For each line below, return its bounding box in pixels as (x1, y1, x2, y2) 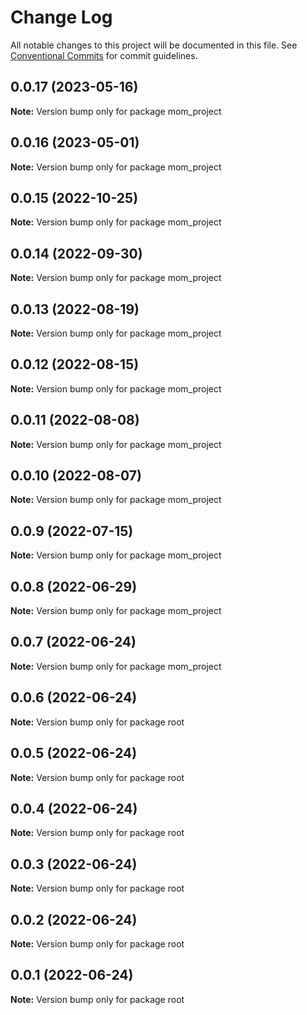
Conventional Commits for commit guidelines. (10, 49, 198, 61)
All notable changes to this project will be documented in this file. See (10, 39, 298, 51)
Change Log (10, 6, 113, 29)
